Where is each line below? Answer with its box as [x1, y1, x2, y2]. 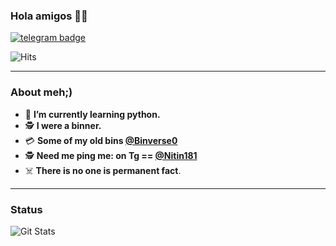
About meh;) [10, 85, 73, 99]
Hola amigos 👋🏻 [10, 9, 88, 23]
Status [10, 202, 43, 216]
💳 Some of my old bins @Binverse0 [24, 134, 178, 146]
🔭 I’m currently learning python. [24, 108, 161, 120]
